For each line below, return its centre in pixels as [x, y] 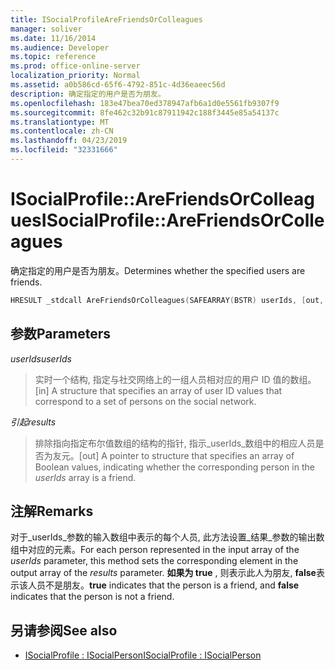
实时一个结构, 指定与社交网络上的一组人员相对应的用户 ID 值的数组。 [175, 379]
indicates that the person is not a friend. [92, 597]
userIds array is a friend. [85, 477]
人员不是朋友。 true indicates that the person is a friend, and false [163, 585]
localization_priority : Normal [75, 76]
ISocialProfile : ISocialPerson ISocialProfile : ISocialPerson [143, 655]
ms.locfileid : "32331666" [64, 150]
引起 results [33, 422]
